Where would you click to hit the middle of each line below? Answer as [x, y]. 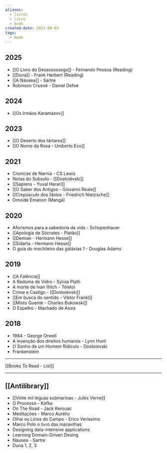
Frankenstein [26, 352]
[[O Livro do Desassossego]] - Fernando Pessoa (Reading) [72, 70]
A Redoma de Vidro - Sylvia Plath [46, 281]
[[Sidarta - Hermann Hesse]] [42, 243]
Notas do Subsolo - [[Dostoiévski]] [48, 179]
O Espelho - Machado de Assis [44, 308]
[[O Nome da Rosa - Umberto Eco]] [48, 146]
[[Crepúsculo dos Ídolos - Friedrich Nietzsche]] [61, 195]
